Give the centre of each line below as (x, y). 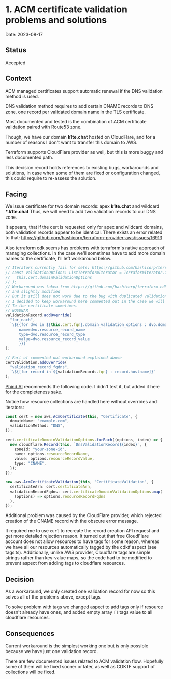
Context (18, 79)
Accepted (16, 63)
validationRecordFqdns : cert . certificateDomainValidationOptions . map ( (86, 492)
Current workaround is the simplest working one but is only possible (77, 646)
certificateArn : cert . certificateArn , (51, 487)
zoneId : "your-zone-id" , (41, 449)
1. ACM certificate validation (66, 9)
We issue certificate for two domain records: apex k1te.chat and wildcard (82, 206)
